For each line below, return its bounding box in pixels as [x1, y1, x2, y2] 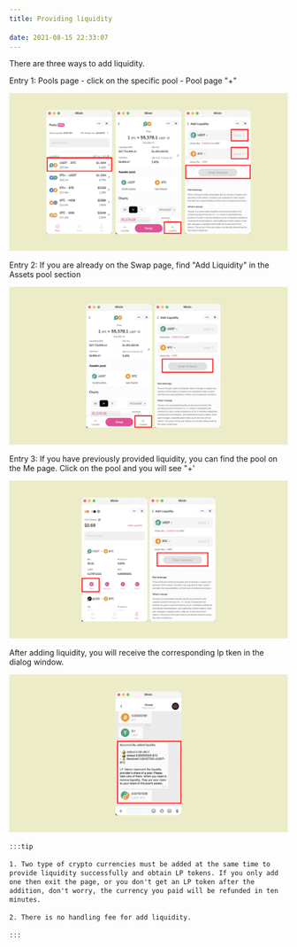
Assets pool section [9, 269, 81, 280]
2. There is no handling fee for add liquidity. [9, 913, 192, 922]
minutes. [9, 896, 42, 904]
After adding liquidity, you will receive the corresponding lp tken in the [9, 648, 264, 658]
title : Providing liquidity [9, 14, 113, 23]
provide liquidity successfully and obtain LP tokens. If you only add [9, 869, 278, 878]
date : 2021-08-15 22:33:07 [9, 33, 109, 42]
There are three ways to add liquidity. [9, 58, 145, 69]
